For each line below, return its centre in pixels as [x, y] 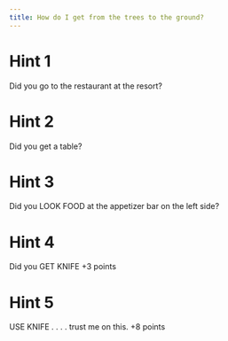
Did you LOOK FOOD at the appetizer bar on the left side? [114, 206]
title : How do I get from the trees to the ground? [106, 17]
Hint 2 [32, 121]
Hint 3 [32, 182]
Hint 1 [30, 61]
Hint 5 [32, 302]
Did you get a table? [46, 146]
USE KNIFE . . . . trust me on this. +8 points [87, 327]
